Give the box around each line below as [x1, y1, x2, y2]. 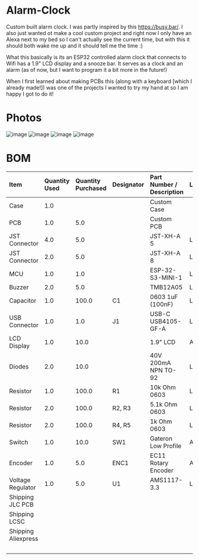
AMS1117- [150, 476, 183, 484]
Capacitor [9, 296, 37, 304]
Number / [150, 180, 178, 189]
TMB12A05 [150, 283, 183, 291]
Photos [6, 111, 42, 125]
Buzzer [9, 283, 29, 291]
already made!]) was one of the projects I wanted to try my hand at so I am [6, 84, 188, 91]
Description [150, 187, 184, 196]
